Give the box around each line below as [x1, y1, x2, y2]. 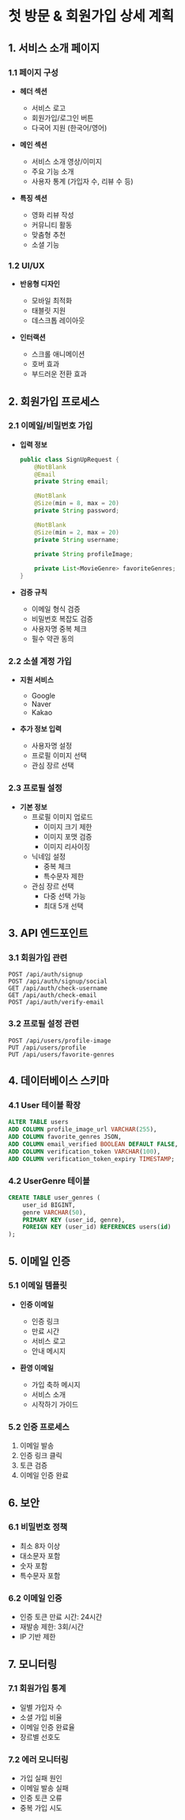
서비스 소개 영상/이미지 [31, 156, 103, 166]
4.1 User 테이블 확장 [8, 1100, 81, 1110]
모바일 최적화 [31, 296, 73, 306]
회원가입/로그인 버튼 [31, 112, 94, 123]
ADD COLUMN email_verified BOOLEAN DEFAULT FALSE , [8, 1140, 179, 1148]
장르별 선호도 [19, 1732, 61, 1742]
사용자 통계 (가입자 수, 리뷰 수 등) [31, 176, 134, 186]
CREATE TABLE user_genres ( [8, 1194, 101, 1201]
